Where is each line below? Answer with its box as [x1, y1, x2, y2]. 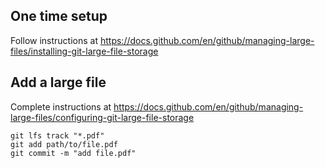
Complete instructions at [10, 100, 112, 113]
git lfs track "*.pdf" [10, 130, 105, 141]
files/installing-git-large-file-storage [10, 45, 159, 57]
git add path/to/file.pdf [10, 139, 118, 149]
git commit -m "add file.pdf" [10, 148, 137, 158]
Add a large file [10, 74, 107, 91]
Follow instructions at [10, 34, 99, 46]
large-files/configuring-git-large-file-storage [10, 111, 195, 123]
